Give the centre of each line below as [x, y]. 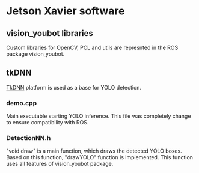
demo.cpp [22, 103]
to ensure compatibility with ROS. [47, 123]
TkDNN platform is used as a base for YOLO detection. [74, 87]
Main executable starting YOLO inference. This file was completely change [99, 116]
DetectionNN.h [29, 138]
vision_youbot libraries [50, 33]
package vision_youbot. [35, 54]
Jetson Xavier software [66, 11]
